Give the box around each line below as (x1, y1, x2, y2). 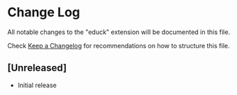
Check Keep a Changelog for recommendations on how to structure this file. (7, 41, 231, 50)
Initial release (17, 81, 57, 89)
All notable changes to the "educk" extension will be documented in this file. (7, 28, 231, 36)
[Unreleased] (7, 62, 67, 74)
